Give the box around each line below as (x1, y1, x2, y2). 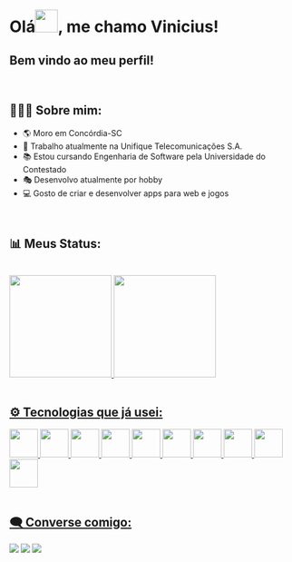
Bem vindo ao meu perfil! (9, 53, 154, 68)
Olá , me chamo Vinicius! (9, 16, 219, 37)
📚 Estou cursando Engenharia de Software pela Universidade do (22, 151, 266, 162)
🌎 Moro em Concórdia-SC (22, 127, 122, 138)
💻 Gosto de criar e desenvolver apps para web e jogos (22, 187, 229, 199)
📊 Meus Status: (9, 236, 102, 251)
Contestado (22, 163, 67, 174)
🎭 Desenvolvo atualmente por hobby (22, 173, 163, 185)
